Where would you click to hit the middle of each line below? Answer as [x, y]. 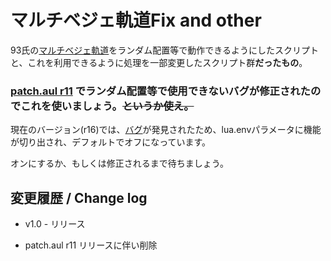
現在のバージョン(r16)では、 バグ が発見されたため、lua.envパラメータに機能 [166, 130]
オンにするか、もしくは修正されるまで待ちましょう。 [120, 163]
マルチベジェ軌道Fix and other [136, 20]
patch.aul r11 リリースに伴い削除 [91, 245]
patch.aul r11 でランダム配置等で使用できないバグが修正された [160, 91]
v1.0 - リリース [55, 224]
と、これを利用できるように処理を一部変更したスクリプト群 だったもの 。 [159, 62]
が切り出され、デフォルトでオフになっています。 [111, 142]
